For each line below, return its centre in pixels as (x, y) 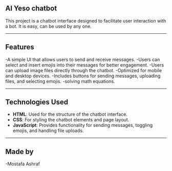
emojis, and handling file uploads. (48, 131)
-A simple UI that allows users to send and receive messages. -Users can (83, 59)
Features (20, 47)
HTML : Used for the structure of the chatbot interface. (70, 114)
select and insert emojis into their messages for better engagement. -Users (85, 65)
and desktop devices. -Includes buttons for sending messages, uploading (83, 76)
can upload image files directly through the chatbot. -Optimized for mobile (84, 70)
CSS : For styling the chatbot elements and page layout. (71, 120)
